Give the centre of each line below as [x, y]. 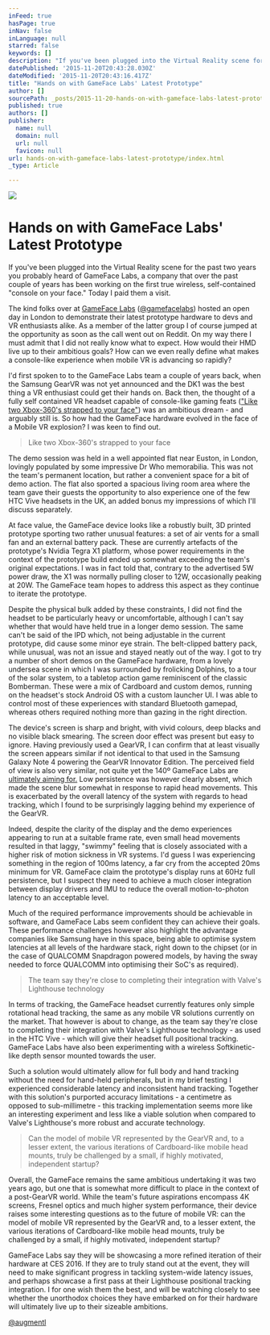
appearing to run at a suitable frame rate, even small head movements [125, 838]
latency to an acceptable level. [59, 898]
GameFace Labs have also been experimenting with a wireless [112, 1047]
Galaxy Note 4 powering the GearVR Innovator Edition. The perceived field [131, 762]
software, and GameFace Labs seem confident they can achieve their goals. [134, 922]
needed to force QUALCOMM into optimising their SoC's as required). [124, 965]
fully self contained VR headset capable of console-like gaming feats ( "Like [133, 401]
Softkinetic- [236, 1047]
